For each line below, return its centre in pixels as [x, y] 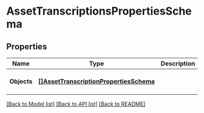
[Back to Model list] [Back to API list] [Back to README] [76, 104]
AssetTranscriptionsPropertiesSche [99, 11]
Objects [21, 81]
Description [178, 63]
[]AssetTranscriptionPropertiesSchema [97, 81]
